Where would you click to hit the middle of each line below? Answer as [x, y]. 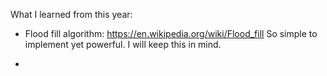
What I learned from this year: [71, 14]
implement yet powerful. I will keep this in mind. [123, 44]
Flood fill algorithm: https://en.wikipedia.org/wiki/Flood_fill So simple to [171, 33]
